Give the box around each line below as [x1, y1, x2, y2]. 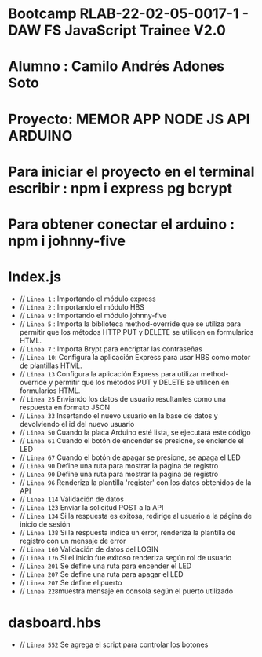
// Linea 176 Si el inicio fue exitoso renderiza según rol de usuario [19, 552, 232, 562]
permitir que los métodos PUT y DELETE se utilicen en [54, 377, 230, 387]
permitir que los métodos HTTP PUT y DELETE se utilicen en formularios [19, 327, 254, 336]
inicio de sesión [19, 519, 71, 529]
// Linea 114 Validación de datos [19, 494, 124, 504]
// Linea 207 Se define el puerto [19, 578, 122, 587]
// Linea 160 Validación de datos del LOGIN [19, 544, 159, 554]
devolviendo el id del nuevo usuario [19, 419, 135, 428]
